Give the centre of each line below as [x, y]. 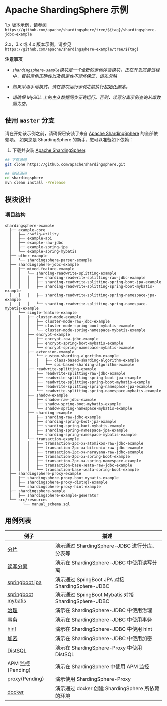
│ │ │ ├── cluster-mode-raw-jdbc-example [60, 321]
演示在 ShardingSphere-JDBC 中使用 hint [104, 629]
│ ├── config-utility [34, 234]
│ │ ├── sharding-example [41, 413]
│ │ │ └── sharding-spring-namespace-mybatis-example [73, 434]
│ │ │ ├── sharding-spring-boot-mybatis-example [68, 426]
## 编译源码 [16, 173]
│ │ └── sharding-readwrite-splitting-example [63, 273]
